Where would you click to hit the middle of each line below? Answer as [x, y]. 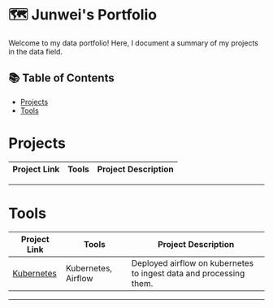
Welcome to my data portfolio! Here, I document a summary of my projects [133, 43]
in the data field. [36, 51]
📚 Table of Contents [62, 78]
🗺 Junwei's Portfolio [82, 15]
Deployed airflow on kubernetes [193, 262]
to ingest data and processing [188, 273]
